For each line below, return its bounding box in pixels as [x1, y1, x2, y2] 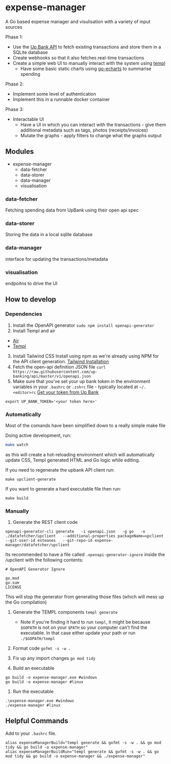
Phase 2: [5, 81, 24, 87]
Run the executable [12, 688, 54, 695]
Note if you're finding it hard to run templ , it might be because [20, 619, 151, 625]
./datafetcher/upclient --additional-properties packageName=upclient [5, 534, 164, 539]
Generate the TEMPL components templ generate [12, 609, 118, 616]
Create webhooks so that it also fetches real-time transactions [12, 54, 144, 60]
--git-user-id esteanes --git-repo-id [5, 538, 93, 543]
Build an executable [12, 665, 55, 671]
